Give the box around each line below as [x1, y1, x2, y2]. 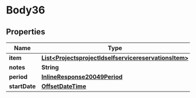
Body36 [6, 3, 45, 17]
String [41, 64, 60, 71]
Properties [6, 27, 45, 37]
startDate [9, 82, 36, 90]
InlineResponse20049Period [41, 73, 123, 80]
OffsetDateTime [41, 82, 86, 90]
